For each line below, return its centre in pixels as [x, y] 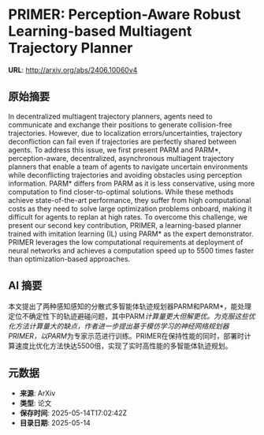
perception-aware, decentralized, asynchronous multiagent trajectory [121, 158]
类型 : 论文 [35, 403]
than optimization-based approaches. [69, 259]
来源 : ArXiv [37, 393]
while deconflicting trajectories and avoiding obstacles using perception [125, 174]
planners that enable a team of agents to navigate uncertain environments [128, 167]
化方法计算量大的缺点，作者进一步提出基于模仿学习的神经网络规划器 [119, 326]
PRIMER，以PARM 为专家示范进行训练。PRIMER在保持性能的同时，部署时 [126, 336]
